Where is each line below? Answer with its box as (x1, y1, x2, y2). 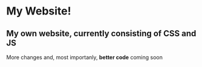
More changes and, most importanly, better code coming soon (6, 54, 163, 61)
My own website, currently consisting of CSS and (6, 28, 197, 39)
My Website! (6, 4, 71, 18)
